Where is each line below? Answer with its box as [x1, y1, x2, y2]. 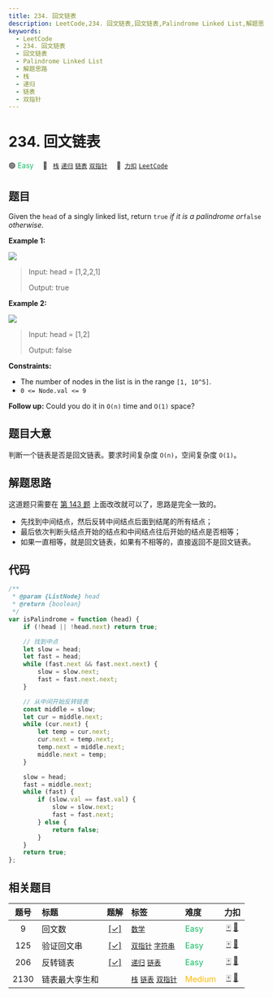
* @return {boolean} [11, 600, 82, 609]
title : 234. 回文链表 [8, 11, 77, 20]
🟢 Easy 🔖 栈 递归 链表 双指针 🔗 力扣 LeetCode [8, 160, 168, 171]
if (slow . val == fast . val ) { [37, 795, 136, 804]
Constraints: [8, 361, 52, 370]
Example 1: [8, 236, 46, 245]
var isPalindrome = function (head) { [8, 615, 140, 623]
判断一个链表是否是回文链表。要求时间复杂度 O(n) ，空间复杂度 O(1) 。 [8, 449, 241, 460]
